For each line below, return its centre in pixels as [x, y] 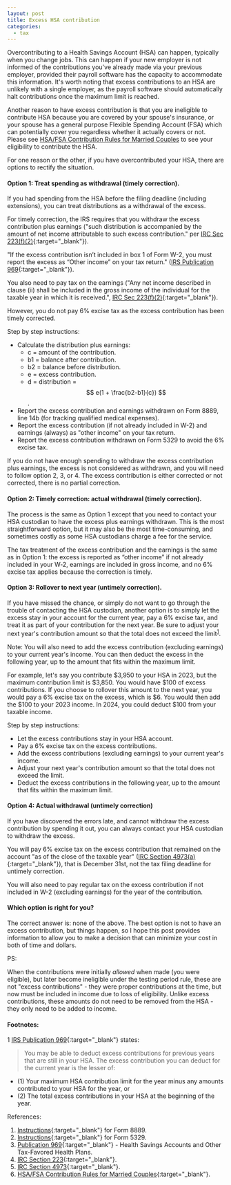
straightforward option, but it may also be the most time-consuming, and [110, 529]
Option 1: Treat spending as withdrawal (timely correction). [93, 183]
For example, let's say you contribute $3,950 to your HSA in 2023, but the [112, 675]
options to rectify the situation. [51, 167]
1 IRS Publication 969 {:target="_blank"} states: [73, 1040]
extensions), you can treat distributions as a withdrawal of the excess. [107, 206]
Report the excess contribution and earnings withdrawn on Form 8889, [118, 411]
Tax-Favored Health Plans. [55, 1153]
